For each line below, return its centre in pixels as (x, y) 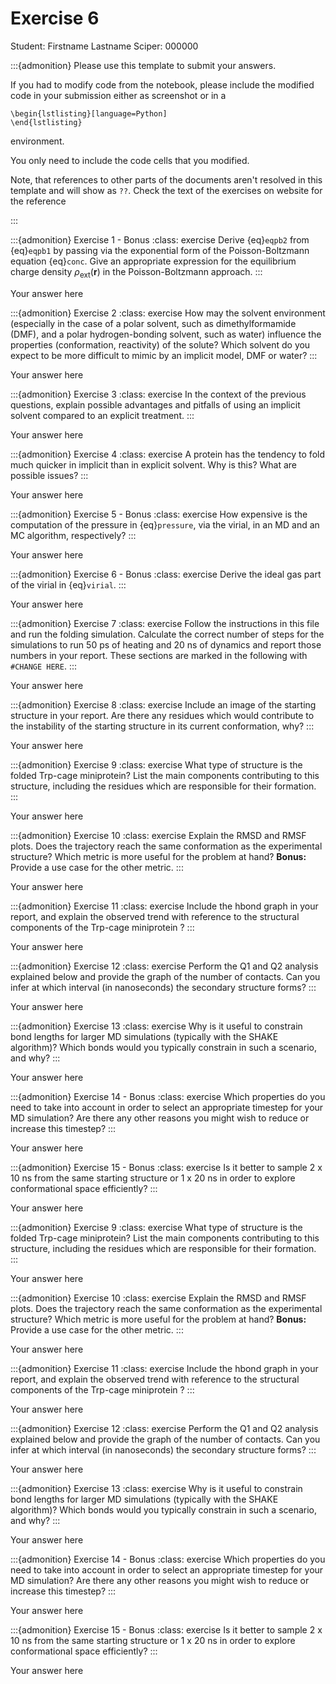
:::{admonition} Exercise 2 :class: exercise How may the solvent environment (168, 313)
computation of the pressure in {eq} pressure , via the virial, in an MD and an (165, 524)
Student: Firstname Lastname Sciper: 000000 (104, 46)
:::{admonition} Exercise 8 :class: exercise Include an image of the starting (163, 704)
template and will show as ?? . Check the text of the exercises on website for (166, 190)
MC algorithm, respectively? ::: (73, 535)
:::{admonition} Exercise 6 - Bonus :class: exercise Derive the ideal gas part (166, 574)
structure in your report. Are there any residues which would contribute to (162, 715)
